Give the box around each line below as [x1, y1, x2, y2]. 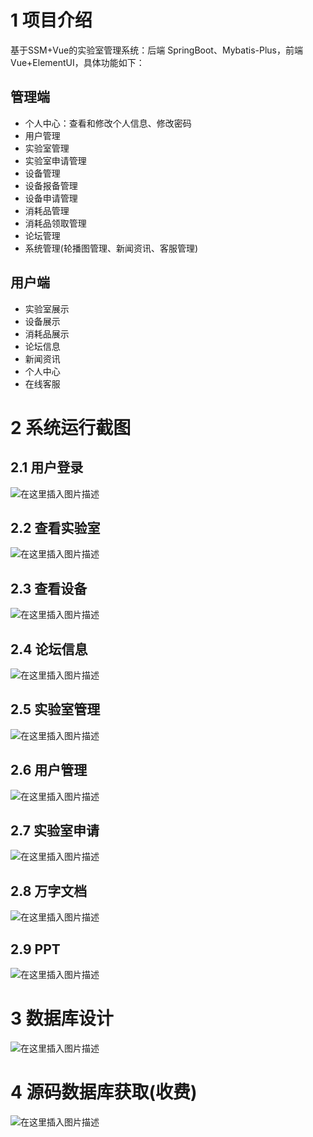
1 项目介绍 [10, 9, 93, 32]
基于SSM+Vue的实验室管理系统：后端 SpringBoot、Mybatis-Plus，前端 [10, 44, 303, 56]
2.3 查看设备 [10, 580, 88, 597]
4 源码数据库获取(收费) [10, 1081, 198, 1104]
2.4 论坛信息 [10, 641, 88, 658]
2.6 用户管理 [10, 762, 88, 779]
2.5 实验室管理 [10, 701, 101, 718]
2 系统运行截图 [10, 416, 132, 439]
